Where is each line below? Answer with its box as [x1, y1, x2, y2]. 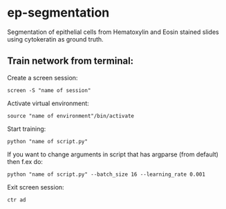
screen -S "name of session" [7, 87, 91, 94]
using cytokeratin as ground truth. [7, 35, 104, 43]
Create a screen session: [7, 73, 78, 82]
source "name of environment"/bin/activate [7, 112, 135, 119]
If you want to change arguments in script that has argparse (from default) [7, 150, 219, 158]
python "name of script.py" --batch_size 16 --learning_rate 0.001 [7, 171, 206, 178]
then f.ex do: [7, 157, 44, 165]
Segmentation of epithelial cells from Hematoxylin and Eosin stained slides [7, 28, 219, 36]
